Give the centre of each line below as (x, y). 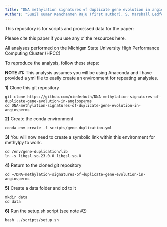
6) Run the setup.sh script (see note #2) (46, 211)
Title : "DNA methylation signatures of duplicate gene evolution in (78, 10)
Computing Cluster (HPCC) (33, 53)
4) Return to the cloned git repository (43, 165)
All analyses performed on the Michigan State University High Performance (82, 48)
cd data (13, 201)
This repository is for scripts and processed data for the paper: (70, 28)
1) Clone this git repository (32, 87)
